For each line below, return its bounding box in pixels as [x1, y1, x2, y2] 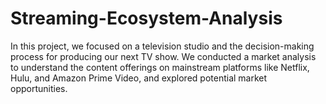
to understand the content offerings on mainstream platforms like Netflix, [10, 61, 310, 73]
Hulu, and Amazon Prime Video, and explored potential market [10, 72, 268, 84]
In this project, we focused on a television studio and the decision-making [10, 40, 315, 52]
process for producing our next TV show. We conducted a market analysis [10, 50, 317, 62]
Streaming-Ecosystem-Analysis [10, 7, 283, 30]
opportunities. [10, 82, 68, 94]
